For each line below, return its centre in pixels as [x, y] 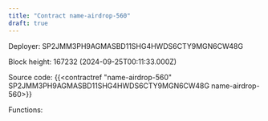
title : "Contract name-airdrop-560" [69, 16]
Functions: [26, 110]
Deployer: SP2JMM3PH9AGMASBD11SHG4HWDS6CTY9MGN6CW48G [126, 46]
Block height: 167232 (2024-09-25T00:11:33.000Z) [93, 62]
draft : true [28, 23]
